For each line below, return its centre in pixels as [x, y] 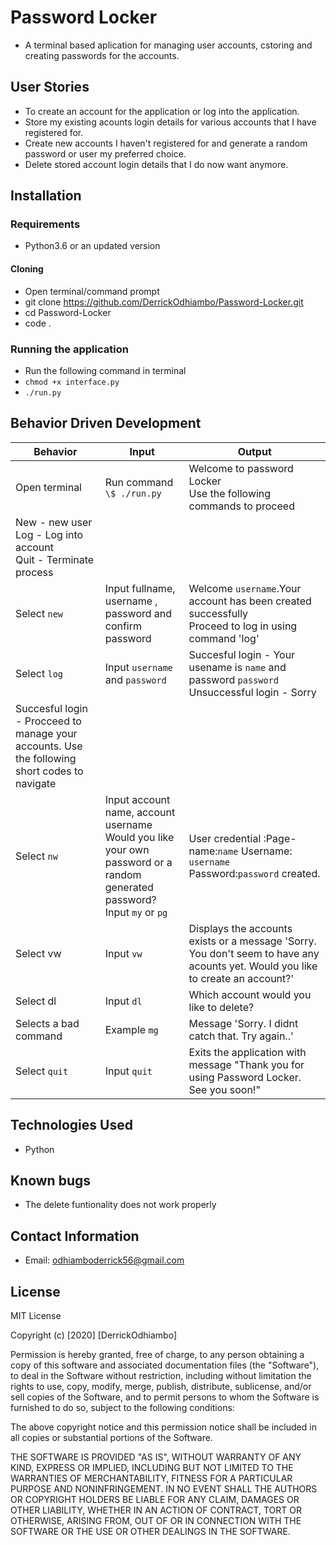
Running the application [69, 349]
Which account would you [250, 994]
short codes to [49, 771]
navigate [36, 783]
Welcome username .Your [245, 588]
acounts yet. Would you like [253, 966]
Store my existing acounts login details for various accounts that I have [170, 122]
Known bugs [51, 1180]
